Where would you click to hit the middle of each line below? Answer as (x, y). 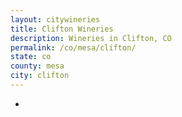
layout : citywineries (55, 19)
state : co (31, 57)
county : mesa (37, 66)
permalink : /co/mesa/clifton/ (73, 47)
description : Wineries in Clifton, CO (91, 38)
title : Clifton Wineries (62, 29)
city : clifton (40, 76)
